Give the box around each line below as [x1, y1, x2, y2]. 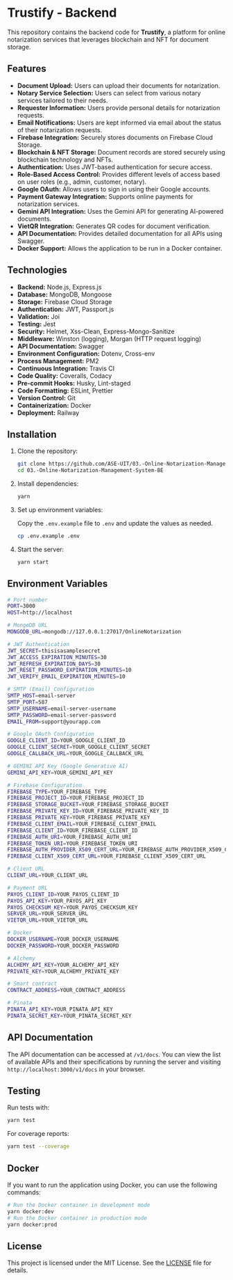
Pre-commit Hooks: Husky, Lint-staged [17, 379, 131, 387]
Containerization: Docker [17, 401, 92, 409]
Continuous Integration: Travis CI [17, 364, 115, 372]
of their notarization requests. [17, 125, 103, 134]
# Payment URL [7, 884, 49, 892]
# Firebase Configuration [7, 782, 82, 789]
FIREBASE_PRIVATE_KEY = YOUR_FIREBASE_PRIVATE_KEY [7, 814, 150, 821]
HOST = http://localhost [7, 609, 73, 617]
